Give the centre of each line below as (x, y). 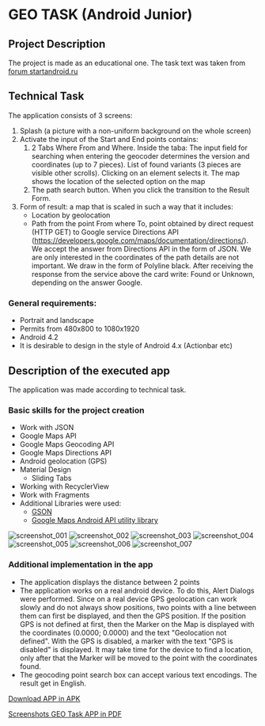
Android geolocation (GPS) (63, 461)
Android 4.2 (39, 337)
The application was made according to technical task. (97, 390)
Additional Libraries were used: (70, 503)
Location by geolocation (71, 215)
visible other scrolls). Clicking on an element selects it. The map (135, 173)
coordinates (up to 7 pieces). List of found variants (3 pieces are (136, 164)
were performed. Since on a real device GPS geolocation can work (128, 599)
